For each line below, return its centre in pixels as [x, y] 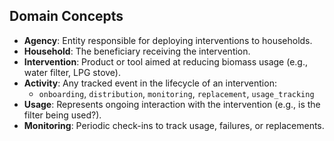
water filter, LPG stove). [72, 72]
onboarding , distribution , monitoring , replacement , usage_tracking [176, 93]
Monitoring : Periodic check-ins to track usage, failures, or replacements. [174, 125]
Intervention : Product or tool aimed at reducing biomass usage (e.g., [166, 61]
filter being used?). [62, 115]
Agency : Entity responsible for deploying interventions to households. [168, 40]
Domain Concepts [66, 16]
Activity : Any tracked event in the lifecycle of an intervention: [150, 83]
